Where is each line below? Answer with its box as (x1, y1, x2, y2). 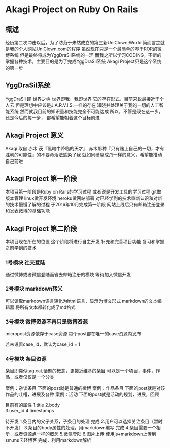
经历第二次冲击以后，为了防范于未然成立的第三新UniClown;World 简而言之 (5, 40, 161, 45)
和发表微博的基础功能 (5, 208, 50, 214)
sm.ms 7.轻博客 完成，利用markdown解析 (5, 437, 91, 443)
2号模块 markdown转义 (5, 285, 63, 293)
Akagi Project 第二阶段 (5, 224, 77, 233)
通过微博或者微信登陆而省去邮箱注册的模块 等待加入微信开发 (5, 271, 131, 277)
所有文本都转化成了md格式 (19, 304, 76, 310)
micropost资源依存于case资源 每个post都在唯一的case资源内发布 (5, 331, 141, 337)
